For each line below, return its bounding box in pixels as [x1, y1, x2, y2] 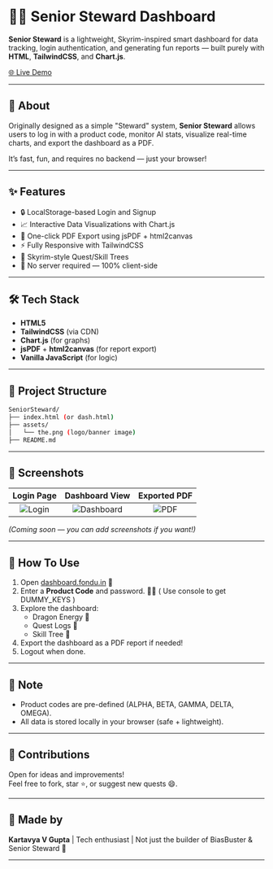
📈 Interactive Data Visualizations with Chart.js [19, 219, 175, 229]
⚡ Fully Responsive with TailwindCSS [19, 240, 144, 250]
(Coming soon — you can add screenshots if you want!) [8, 525, 197, 535]
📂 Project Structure [8, 384, 107, 398]
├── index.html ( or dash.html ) [8, 413, 115, 421]
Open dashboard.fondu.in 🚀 [19, 578, 114, 587]
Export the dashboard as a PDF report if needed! [19, 638, 184, 648]
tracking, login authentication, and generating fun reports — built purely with [8, 42, 265, 52]
